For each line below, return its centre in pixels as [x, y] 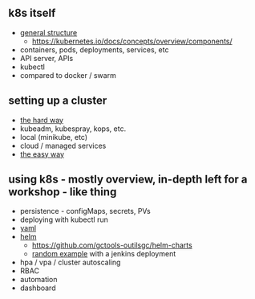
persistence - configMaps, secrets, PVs [85, 211]
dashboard [38, 288]
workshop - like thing [63, 192]
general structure [49, 32]
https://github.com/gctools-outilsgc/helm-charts [112, 245]
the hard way [42, 120]
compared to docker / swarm [68, 75]
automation [38, 280]
